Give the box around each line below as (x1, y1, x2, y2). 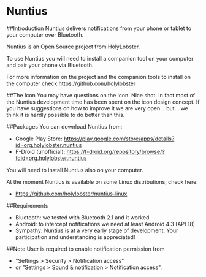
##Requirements (6, 202, 48, 209)
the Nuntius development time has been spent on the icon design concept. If (6, 98, 200, 105)
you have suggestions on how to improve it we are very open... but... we (6, 104, 188, 112)
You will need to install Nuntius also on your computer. (6, 166, 144, 173)
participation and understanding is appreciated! (15, 233, 135, 240)
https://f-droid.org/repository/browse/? (66, 148, 166, 155)
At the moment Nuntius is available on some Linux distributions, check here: (6, 178, 198, 185)
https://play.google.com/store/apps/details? (63, 135, 175, 142)
